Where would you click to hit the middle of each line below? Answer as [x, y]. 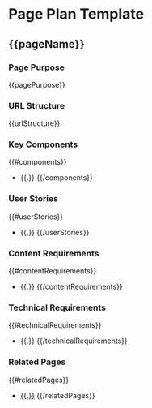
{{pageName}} [46, 44]
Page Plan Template [76, 14]
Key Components [43, 144]
